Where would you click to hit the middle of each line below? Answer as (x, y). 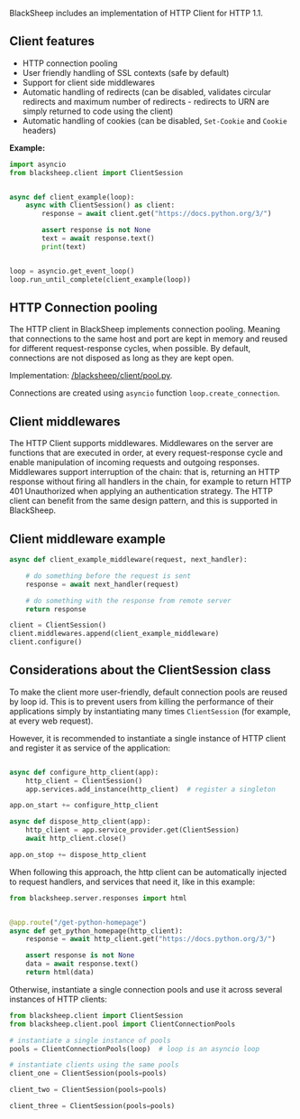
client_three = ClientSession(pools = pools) (92, 1106)
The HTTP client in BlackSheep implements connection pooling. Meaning (145, 330)
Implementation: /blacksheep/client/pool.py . (91, 376)
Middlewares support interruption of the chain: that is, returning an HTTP (145, 472)
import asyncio (38, 164)
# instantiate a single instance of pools (90, 1040)
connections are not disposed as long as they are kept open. (122, 358)
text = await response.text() (98, 238)
